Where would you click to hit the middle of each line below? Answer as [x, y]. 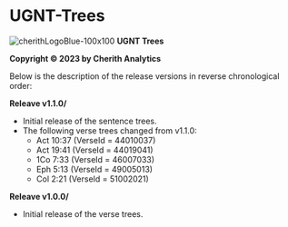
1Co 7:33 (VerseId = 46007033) [95, 159]
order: [21, 85]
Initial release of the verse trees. [83, 213]
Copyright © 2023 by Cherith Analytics [85, 58]
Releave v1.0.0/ [40, 196]
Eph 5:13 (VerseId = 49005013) [94, 169]
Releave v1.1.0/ [38, 103]
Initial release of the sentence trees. [89, 121]
